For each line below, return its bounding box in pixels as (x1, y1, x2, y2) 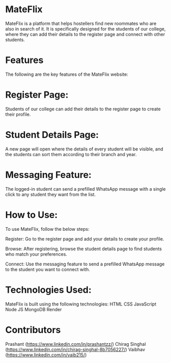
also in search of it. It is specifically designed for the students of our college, (5, 25, 166, 32)
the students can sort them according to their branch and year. (5, 151, 137, 157)
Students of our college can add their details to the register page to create (5, 106, 161, 112)
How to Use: (5, 209, 58, 221)
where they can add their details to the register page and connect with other (5, 31, 165, 37)
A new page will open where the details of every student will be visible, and (5, 146, 163, 152)
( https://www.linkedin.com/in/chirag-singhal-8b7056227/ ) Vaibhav (5, 346, 146, 352)
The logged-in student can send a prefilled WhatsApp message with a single (5, 186, 166, 192)
